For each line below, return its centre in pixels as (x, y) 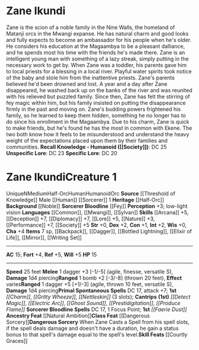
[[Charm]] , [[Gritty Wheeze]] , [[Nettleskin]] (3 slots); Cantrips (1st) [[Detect (98, 297)
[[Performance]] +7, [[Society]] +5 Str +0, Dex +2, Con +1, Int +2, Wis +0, (97, 225)
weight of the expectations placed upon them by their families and (87, 140)
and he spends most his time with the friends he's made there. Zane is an (96, 52)
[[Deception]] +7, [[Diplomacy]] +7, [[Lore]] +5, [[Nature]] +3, (81, 219)
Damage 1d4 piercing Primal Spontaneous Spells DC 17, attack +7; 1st (91, 290)
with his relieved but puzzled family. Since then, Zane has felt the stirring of (98, 97)
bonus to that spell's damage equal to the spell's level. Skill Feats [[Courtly (97, 334)
